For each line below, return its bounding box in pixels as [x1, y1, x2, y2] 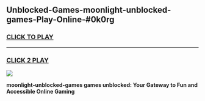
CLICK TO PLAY [6, 33, 54, 42]
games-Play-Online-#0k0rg [6, 15, 115, 25]
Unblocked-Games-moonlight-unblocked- [6, 5, 171, 15]
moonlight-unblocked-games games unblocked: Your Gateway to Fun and [6, 81, 198, 88]
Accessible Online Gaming [6, 88, 75, 95]
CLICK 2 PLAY [6, 56, 49, 64]
